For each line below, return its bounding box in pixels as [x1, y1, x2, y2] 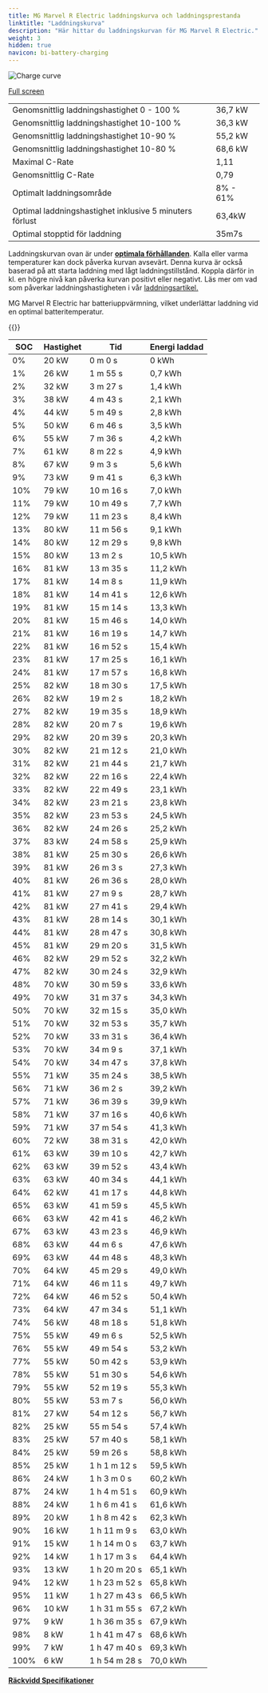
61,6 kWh [149, 1499, 187, 1510]
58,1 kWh [149, 1434, 187, 1445]
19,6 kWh [149, 719, 187, 730]
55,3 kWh [149, 1382, 187, 1393]
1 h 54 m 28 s [89, 1655, 142, 1666]
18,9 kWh [149, 706, 187, 717]
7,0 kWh [149, 485, 182, 496]
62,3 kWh [149, 1512, 187, 1523]
